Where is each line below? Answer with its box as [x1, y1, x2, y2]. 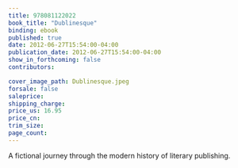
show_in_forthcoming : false [8, 56, 102, 64]
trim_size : [8, 122, 44, 130]
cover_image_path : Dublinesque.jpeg [8, 77, 129, 86]
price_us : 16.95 [8, 107, 62, 115]
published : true [8, 33, 62, 42]
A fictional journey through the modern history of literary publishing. [8, 151, 231, 160]
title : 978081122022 [8, 11, 77, 20]
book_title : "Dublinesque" [8, 19, 98, 27]
